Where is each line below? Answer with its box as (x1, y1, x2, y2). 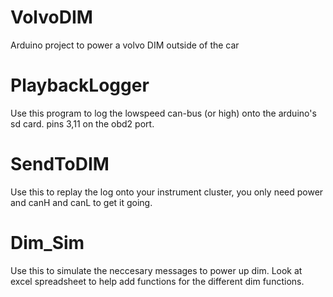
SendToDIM (10, 153, 110, 176)
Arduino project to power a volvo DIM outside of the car (10, 39, 240, 51)
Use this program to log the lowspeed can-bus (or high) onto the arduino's (10, 107, 317, 119)
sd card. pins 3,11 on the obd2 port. (10, 117, 155, 130)
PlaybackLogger (10, 74, 150, 97)
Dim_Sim (10, 232, 85, 254)
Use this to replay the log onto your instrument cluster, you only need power (10, 186, 324, 198)
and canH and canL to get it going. (10, 196, 153, 208)
